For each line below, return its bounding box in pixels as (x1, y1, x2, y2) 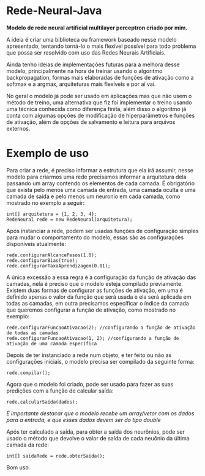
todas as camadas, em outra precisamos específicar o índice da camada (6, 299, 190, 307)
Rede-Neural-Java (6, 4, 102, 18)
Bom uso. (6, 464, 31, 471)
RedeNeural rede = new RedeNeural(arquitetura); (6, 216, 133, 223)
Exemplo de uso (6, 147, 89, 160)
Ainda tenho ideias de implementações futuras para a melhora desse (6, 61, 180, 68)
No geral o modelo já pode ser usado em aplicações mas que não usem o (6, 92, 192, 99)
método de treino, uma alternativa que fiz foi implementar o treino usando (6, 99, 192, 106)
